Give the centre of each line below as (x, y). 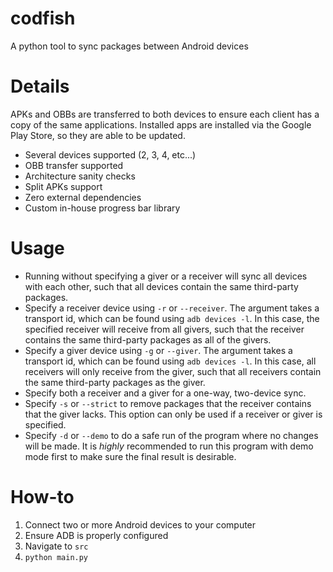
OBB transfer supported (74, 165)
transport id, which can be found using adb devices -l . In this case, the (172, 318)
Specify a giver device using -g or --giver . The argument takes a (158, 350)
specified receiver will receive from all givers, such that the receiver (164, 329)
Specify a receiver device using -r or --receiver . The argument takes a (172, 308)
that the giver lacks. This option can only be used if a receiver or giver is (173, 414)
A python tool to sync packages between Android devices (129, 46)
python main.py (56, 557)
